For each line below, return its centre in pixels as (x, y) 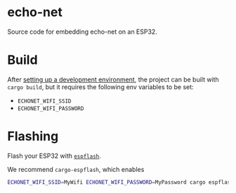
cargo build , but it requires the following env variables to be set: (101, 87)
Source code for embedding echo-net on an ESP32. (83, 32)
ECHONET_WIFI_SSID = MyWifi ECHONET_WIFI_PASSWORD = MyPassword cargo (106, 182)
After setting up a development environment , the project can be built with (113, 79)
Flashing (33, 137)
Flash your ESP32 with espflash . (54, 156)
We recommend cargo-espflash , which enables (76, 169)
